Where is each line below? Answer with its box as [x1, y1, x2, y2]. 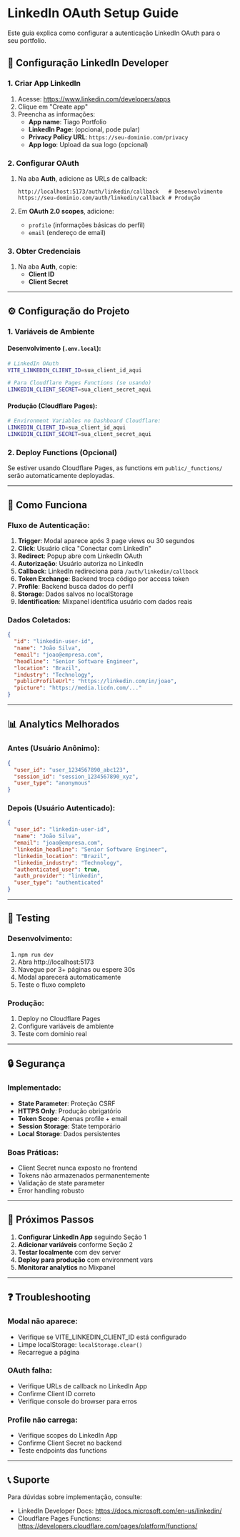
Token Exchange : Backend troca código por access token [17, 574, 189, 583]
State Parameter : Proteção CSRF [17, 1099, 116, 1108]
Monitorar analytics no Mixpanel [17, 1263, 116, 1271]
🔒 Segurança [7, 1058, 66, 1070]
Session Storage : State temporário [17, 1122, 121, 1130]
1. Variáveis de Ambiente [7, 327, 95, 337]
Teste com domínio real [17, 1030, 87, 1038]
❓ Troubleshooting [7, 1291, 91, 1303]
